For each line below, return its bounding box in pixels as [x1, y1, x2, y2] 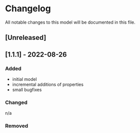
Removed [5, 123, 28, 130]
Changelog [5, 3, 51, 14]
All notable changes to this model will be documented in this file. [5, 19, 136, 25]
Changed [5, 99, 28, 106]
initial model [12, 76, 37, 82]
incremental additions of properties [12, 82, 84, 88]
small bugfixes [12, 87, 42, 93]
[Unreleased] [5, 33, 47, 42]
